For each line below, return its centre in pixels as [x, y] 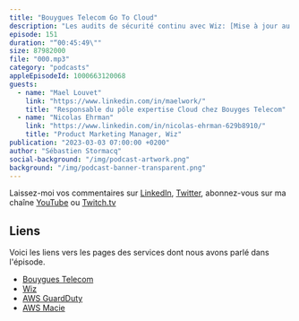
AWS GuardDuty [52, 299]
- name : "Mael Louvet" [60, 92]
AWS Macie [43, 308]
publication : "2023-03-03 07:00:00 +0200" [90, 143]
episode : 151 [34, 34]
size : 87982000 [38, 51]
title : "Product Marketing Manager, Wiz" [103, 134]
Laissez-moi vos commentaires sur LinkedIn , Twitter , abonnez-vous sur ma [148, 193]
